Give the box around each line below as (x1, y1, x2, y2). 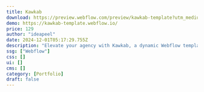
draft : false (6, 76, 39, 82)
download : (6, 15, 32, 21)
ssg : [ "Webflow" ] (6, 48, 50, 54)
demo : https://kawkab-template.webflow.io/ (6, 20, 118, 26)
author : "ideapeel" (6, 31, 56, 38)
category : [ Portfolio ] (6, 71, 64, 77)
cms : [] (6, 65, 26, 71)
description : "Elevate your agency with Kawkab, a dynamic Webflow (6, 43, 181, 49)
